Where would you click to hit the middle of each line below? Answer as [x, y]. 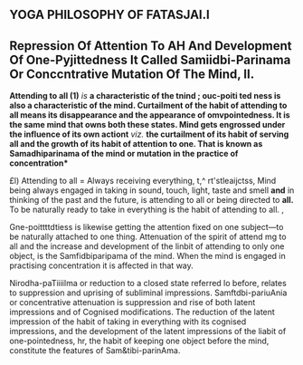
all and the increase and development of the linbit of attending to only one [147, 246]
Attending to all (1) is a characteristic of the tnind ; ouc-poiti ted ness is [145, 96]
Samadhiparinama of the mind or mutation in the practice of [124, 154]
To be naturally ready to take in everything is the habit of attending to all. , [147, 210]
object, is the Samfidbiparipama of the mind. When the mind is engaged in [148, 256]
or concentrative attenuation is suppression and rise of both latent [133, 303]
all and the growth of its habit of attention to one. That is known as [136, 144]
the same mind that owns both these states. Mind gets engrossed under [147, 125]
